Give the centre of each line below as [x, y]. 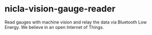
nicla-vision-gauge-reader [60, 9]
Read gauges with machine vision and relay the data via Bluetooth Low [76, 22]
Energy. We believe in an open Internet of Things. [54, 27]
